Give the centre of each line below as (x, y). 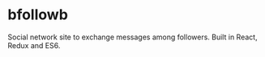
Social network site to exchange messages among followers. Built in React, (132, 37)
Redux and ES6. (34, 45)
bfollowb (38, 15)
